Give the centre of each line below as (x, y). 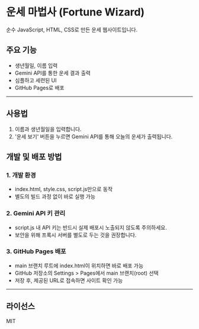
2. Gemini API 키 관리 (36, 214)
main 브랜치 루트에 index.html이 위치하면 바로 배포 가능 (79, 265)
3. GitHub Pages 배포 (36, 251)
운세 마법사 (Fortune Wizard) (76, 12)
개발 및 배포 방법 (34, 157)
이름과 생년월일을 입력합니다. (48, 129)
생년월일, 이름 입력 (36, 65)
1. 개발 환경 (21, 175)
